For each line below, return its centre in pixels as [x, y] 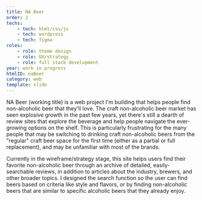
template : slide [27, 85]
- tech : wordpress [40, 34]
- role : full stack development [58, 62]
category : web [24, 79]
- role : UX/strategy [43, 57]
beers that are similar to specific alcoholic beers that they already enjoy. [96, 191]
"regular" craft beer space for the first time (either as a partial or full [91, 140]
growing [17, 128]
